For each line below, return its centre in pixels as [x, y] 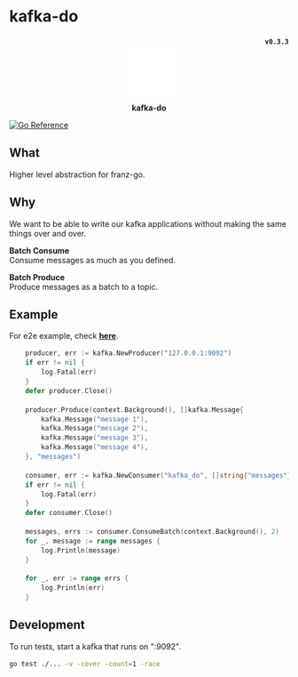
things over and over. [48, 233]
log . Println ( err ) [73, 588]
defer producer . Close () [69, 391]
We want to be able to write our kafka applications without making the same [148, 223]
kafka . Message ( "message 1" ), [95, 419]
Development [47, 625]
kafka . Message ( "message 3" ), [95, 438]
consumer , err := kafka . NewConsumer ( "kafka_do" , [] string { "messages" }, [160, 475]
